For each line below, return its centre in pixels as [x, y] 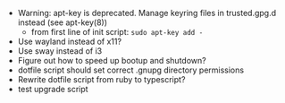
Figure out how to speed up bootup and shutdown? [112, 60]
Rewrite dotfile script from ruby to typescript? [101, 79]
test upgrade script [53, 89]
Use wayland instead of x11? [70, 41]
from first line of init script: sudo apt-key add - [117, 32]
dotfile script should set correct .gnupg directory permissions [130, 70]
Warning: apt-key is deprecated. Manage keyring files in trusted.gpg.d [147, 13]
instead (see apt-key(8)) [63, 22]
